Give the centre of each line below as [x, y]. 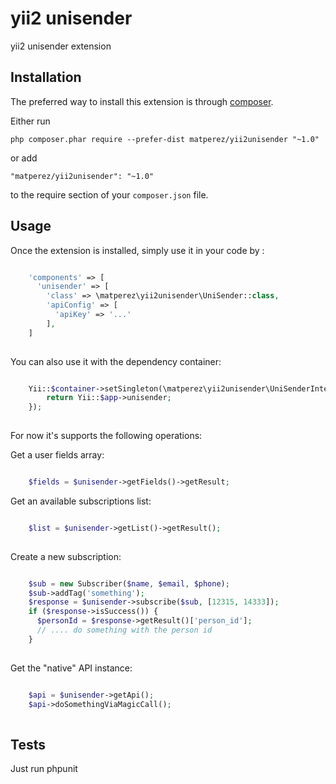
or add [24, 158]
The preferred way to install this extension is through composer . [142, 101]
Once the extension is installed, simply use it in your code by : [137, 250]
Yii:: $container [62, 388]
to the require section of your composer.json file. [109, 194]
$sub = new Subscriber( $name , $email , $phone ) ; [129, 583]
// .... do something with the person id [124, 630]
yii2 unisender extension [61, 46]
